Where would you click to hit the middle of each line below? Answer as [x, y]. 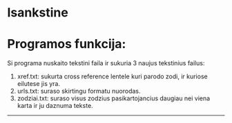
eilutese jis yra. [39, 84]
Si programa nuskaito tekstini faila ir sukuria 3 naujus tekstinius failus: [106, 63]
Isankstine [38, 13]
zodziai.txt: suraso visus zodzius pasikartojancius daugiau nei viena [114, 98]
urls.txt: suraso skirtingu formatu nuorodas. [79, 91]
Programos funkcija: [67, 44]
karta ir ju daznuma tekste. [55, 106]
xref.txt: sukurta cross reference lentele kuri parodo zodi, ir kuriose [113, 76]
